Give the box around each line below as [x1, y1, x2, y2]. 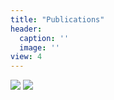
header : [10, 24, 43, 34]
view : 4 [10, 52, 43, 62]
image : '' [19, 42, 60, 53]
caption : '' [19, 33, 70, 43]
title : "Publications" [10, 14, 105, 25]
